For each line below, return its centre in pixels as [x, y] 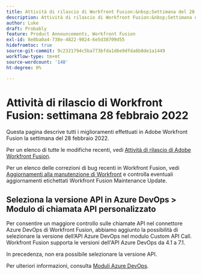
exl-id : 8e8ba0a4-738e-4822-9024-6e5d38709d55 [66, 40]
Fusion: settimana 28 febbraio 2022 [97, 115]
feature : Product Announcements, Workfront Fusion [71, 34]
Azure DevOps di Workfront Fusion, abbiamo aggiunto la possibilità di [92, 230]
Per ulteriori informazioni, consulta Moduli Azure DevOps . [78, 266]
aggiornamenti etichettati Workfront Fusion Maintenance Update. [87, 181]
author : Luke [23, 23]
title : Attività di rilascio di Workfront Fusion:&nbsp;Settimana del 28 [101, 12]
